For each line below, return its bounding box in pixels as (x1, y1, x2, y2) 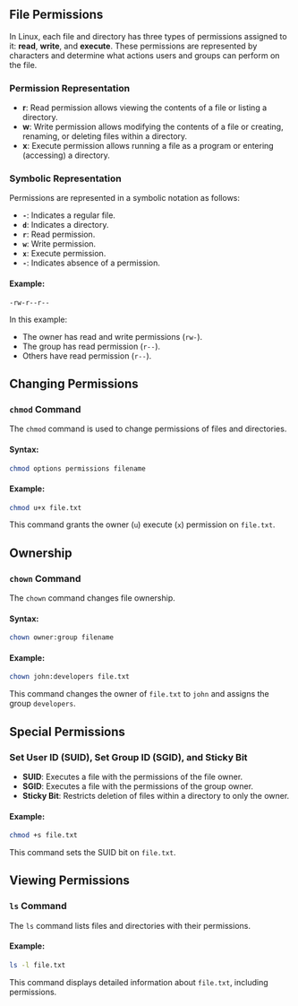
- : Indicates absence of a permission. (21, 257, 161, 268)
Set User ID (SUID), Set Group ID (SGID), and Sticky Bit (9, 750, 248, 763)
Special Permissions (9, 724, 125, 739)
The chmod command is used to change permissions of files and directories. (9, 423, 287, 434)
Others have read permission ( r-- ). (21, 350, 152, 361)
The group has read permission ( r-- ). (21, 341, 161, 351)
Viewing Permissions (9, 873, 130, 889)
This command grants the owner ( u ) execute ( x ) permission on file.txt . (9, 519, 276, 530)
